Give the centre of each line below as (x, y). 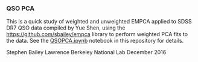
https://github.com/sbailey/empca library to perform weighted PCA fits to (97, 34)
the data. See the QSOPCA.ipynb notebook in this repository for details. (95, 41)
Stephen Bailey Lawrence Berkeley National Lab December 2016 (86, 52)
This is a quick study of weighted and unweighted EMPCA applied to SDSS (99, 22)
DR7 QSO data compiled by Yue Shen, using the (66, 28)
